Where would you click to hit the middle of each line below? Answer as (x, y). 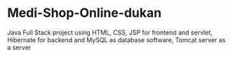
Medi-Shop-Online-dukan (85, 13)
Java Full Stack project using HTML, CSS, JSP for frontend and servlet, (110, 32)
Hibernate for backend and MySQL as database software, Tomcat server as (116, 39)
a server (19, 47)
